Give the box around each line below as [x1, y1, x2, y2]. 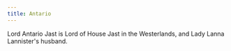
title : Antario [7, 10, 52, 17]
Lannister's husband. [7, 36, 68, 45]
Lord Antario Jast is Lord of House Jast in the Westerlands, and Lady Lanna [7, 29, 225, 38]
